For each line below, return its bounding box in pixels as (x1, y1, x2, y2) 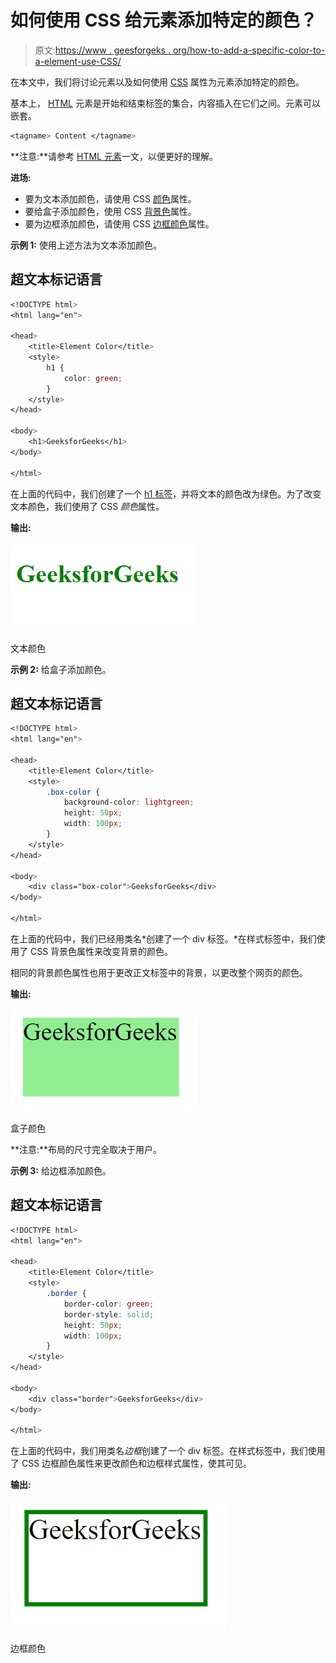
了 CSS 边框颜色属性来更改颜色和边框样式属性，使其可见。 (10, 1457, 253, 1470)
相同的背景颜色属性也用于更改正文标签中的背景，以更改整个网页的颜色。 (10, 966, 308, 978)
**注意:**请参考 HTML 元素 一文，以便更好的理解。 (10, 150, 218, 162)
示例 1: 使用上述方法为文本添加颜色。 (10, 239, 162, 251)
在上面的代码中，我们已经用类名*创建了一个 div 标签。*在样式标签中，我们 (10, 932, 317, 945)
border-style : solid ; (63, 1309, 155, 1320)
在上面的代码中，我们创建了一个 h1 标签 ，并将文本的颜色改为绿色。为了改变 (10, 487, 322, 500)
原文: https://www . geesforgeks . (34, 44, 171, 56)
